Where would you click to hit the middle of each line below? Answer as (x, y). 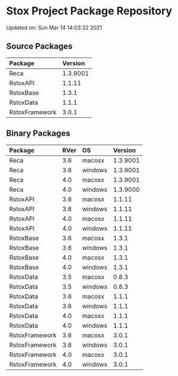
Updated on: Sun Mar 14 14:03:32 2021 (54, 27)
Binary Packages (38, 134)
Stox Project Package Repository (89, 11)
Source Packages (39, 46)
